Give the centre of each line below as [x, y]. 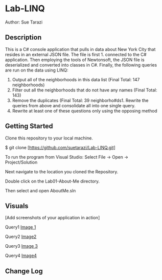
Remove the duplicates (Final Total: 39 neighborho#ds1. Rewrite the [80, 100]
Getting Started [29, 126]
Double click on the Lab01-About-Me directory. [52, 181]
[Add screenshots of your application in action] [53, 218]
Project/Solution [21, 162]
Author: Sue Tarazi [24, 22]
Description [23, 37]
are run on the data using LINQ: [37, 70]
